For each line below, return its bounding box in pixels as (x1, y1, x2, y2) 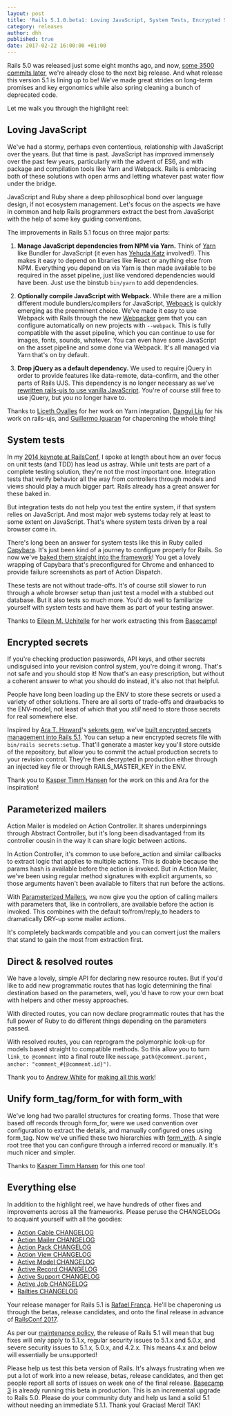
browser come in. (7, 525, 57, 533)
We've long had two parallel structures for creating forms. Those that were (7, 1111, 220, 1120)
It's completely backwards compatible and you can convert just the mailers (7, 928, 221, 936)
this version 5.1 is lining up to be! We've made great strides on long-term (7, 76, 213, 84)
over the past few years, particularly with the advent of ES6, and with (7, 157, 204, 165)
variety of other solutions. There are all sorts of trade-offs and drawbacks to (7, 698, 224, 706)
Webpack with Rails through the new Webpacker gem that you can (17, 314, 207, 322)
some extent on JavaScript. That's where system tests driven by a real (7, 517, 208, 526)
